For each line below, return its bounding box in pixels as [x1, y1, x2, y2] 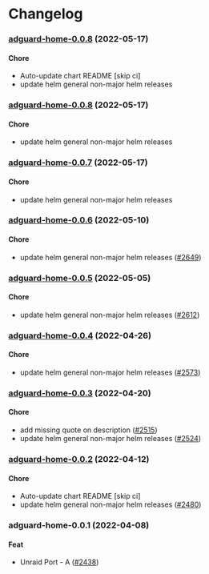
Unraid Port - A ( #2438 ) [19, 557, 99, 567]
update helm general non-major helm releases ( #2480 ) [19, 500, 202, 509]
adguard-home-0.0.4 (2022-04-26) [8, 330, 152, 341]
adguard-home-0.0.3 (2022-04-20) [8, 387, 151, 399]
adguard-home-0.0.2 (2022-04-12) [8, 453, 150, 464]
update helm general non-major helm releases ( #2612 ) [19, 310, 200, 319]
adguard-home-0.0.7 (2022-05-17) [8, 157, 148, 168]
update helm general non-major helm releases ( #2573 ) [19, 367, 201, 377]
